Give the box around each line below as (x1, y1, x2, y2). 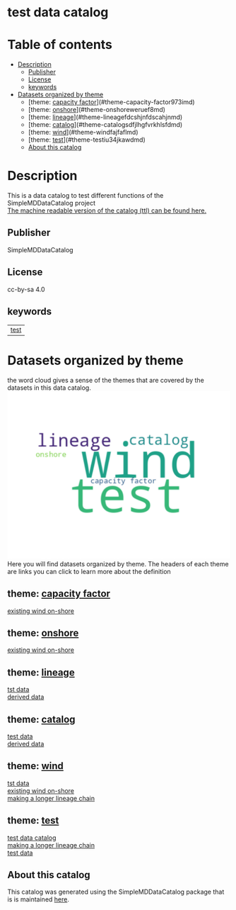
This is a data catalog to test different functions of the (7, 191, 164, 200)
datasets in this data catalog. (7, 383, 92, 392)
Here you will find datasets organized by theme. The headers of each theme (7, 559, 229, 568)
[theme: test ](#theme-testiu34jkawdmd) (28, 135, 146, 144)
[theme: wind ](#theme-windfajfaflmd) (28, 128, 139, 137)
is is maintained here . (7, 895, 69, 904)
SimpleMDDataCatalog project (7, 199, 96, 208)
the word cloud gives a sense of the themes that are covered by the (7, 376, 205, 384)
